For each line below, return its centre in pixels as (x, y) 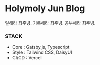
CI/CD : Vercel (27, 58)
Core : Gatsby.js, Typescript (41, 47)
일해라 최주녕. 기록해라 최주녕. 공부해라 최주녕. (50, 23)
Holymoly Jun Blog (45, 9)
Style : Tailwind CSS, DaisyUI (42, 52)
